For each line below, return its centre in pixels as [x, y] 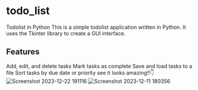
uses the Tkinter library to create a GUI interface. [66, 33]
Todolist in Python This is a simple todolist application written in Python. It [96, 27]
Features [23, 52]
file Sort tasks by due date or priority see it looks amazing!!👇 [80, 72]
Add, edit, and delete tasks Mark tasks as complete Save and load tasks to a [99, 66]
